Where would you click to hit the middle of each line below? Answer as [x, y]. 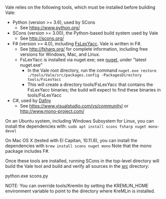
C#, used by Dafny [32, 101]
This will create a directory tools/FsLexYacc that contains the [90, 84]
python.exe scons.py [27, 176]
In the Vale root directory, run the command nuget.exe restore [92, 70]
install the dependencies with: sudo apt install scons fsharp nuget [76, 126]
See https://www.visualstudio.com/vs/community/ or [74, 106]
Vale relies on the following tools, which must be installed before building [80, 7]
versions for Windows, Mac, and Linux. [60, 54]
